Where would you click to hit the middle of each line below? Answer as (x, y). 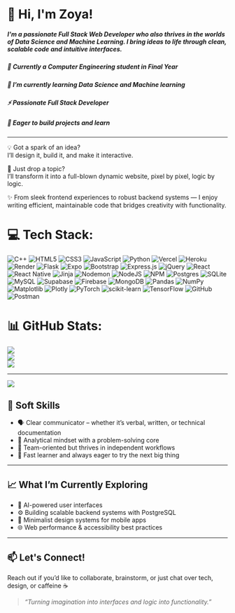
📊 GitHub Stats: (55, 326)
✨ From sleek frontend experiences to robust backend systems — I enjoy (113, 197)
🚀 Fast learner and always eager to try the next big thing (98, 455)
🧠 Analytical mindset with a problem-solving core (88, 440)
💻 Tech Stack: (50, 235)
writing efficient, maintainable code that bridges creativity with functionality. (117, 205)
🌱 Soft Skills (34, 405)
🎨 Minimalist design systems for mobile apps (82, 520)
